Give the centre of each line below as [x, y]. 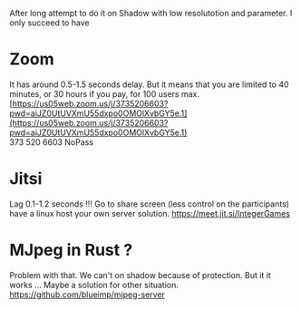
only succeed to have [49, 23]
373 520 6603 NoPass [51, 142]
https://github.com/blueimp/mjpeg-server [87, 295]
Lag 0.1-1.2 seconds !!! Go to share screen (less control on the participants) [150, 204]
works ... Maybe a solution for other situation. [94, 285]
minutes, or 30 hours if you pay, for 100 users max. [104, 93]
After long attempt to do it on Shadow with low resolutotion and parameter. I [151, 13]
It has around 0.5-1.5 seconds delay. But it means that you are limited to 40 [149, 84]
